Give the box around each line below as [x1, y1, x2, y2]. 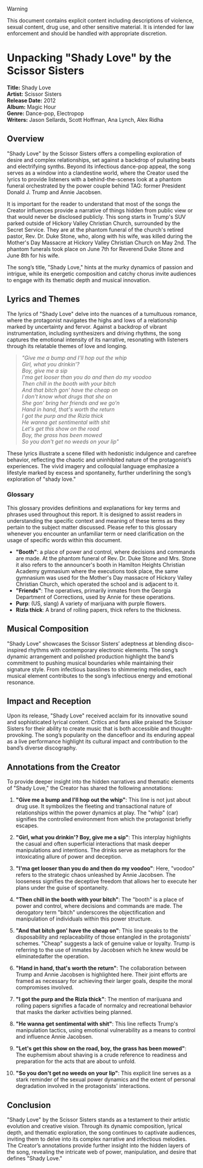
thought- [170, 725, 193, 733]
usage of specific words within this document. [7, 536, 122, 543]
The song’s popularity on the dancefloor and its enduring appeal [34, 731, 195, 739]
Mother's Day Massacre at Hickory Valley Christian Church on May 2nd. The [7, 239, 197, 246]
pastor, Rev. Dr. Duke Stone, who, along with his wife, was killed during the [7, 232, 193, 240]
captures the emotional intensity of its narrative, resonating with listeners [7, 336, 189, 343]
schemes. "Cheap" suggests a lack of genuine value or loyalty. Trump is [15, 940, 196, 947]
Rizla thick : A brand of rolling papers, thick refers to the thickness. [15, 606, 182, 613]
